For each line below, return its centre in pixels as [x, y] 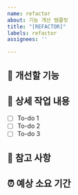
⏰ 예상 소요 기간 [39, 184]
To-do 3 [29, 134]
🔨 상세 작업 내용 [39, 101]
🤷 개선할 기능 [33, 75]
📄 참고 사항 [29, 158]
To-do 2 [29, 126]
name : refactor [29, 14]
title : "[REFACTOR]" [37, 26]
